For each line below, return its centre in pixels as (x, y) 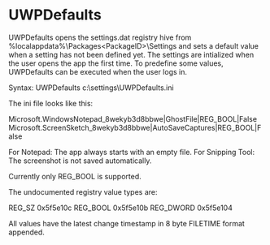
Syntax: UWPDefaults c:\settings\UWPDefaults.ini (91, 88)
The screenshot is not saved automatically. (80, 161)
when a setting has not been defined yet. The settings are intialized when (131, 54)
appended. (26, 232)
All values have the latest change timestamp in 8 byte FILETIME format (127, 223)
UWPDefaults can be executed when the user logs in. (98, 71)
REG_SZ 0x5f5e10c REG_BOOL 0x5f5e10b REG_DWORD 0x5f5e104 (121, 208)
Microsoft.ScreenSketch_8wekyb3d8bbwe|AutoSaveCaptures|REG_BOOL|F (135, 127)
